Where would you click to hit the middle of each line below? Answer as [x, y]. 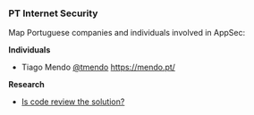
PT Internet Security [53, 13]
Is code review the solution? [73, 102]
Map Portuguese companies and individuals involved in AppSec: [127, 33]
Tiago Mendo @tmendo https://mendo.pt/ [98, 67]
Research [27, 85]
